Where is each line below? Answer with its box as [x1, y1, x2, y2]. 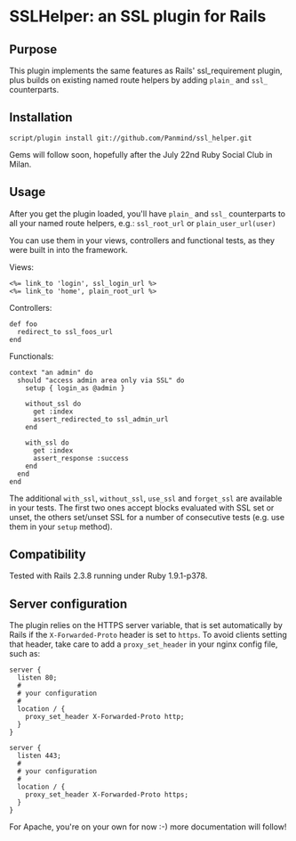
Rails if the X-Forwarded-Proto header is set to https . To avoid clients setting [9, 630, 287, 641]
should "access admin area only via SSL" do [17, 376, 185, 385]
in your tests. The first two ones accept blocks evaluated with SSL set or [9, 502, 275, 513]
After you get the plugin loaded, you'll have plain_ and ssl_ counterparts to [9, 208, 286, 219]
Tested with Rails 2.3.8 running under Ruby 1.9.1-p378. [9, 570, 208, 581]
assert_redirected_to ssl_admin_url [32, 414, 169, 424]
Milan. [9, 159, 32, 169]
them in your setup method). [9, 521, 113, 532]
